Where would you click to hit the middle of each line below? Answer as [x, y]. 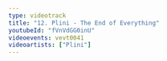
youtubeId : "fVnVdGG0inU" [51, 30]
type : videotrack [37, 15]
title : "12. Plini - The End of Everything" [84, 23]
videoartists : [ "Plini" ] [50, 45]
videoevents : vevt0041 [46, 38]
